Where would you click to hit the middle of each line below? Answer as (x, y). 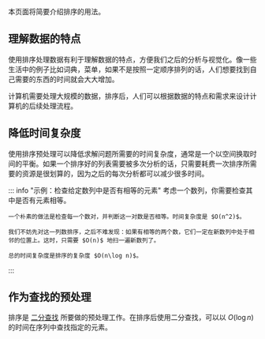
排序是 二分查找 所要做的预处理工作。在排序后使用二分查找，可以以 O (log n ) (131, 318)
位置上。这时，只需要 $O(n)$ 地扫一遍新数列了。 (90, 240)
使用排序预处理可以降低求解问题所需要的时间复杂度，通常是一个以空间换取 (129, 153)
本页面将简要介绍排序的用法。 (56, 11)
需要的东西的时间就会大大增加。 (67, 79)
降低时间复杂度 (45, 133)
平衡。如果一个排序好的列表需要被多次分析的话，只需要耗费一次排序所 (136, 164)
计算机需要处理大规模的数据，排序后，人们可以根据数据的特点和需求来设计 (129, 96)
